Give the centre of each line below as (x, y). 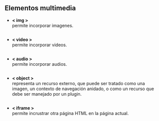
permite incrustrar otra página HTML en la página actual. (70, 113)
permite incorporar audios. (39, 64)
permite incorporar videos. (39, 45)
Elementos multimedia (40, 8)
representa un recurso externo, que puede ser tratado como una (78, 83)
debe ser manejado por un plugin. (47, 94)
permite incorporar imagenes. (42, 25)
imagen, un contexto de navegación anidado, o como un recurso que (83, 89)
